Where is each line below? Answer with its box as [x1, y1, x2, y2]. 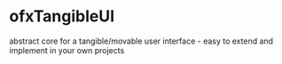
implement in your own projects [9, 44, 125, 55]
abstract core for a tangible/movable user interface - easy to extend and [9, 36, 273, 46]
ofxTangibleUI [9, 6, 115, 27]
